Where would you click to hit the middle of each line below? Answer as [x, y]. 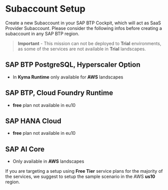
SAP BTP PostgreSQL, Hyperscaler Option [73, 65]
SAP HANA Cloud [33, 121]
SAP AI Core [25, 149]
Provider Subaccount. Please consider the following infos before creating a [84, 28]
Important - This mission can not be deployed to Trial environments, [89, 43]
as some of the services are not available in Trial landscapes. [82, 49]
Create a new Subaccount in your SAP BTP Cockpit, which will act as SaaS [83, 23]
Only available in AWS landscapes [48, 161]
